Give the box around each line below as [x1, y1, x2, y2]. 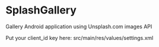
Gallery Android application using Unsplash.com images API [5, 23, 152, 30]
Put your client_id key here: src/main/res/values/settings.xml [5, 34, 154, 41]
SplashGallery [5, 4, 77, 17]
